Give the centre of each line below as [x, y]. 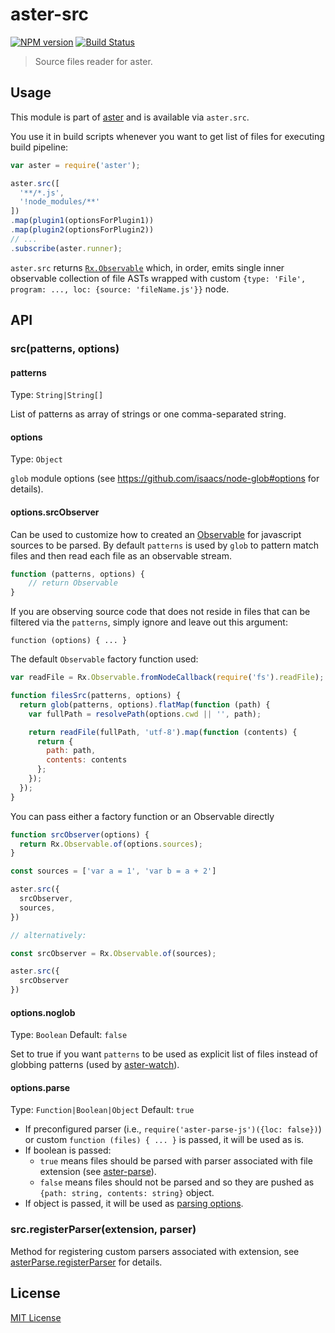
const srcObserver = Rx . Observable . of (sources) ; [113, 953]
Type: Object [36, 459]
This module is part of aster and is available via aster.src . [130, 117]
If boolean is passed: [68, 1150]
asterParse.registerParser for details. [86, 1262]
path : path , [71, 751]
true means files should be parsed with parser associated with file [176, 1161]
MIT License [36, 1317]
